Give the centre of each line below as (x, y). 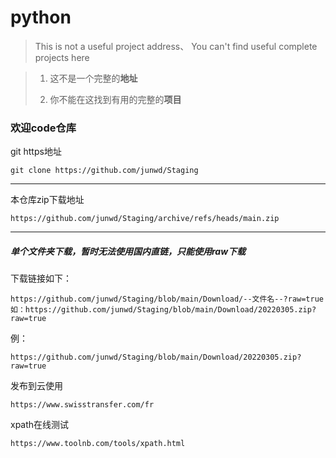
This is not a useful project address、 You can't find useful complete (176, 46)
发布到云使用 (36, 386)
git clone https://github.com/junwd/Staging (104, 171)
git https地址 (36, 152)
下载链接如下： (41, 278)
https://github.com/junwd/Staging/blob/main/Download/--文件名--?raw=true (167, 299)
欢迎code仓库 (43, 128)
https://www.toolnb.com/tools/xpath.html (98, 444)
